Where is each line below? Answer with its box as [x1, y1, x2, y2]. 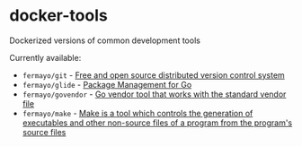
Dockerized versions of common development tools [9, 35, 200, 46]
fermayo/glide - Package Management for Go [22, 79, 192, 90]
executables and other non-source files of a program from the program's [22, 117, 293, 128]
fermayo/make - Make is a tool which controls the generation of [22, 107, 253, 118]
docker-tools [9, 5, 108, 26]
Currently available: [9, 52, 82, 63]
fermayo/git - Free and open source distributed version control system [22, 69, 285, 81]
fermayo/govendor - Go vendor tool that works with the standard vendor [22, 89, 287, 99]
